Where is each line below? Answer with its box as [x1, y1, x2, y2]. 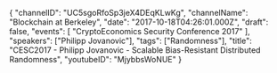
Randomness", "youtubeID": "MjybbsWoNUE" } [9, 55, 183, 64]
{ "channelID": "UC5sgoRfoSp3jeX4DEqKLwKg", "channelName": [9, 8, 248, 18]
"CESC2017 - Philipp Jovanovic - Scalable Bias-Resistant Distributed [9, 45, 261, 55]
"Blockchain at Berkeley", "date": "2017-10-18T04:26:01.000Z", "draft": [9, 17, 269, 27]
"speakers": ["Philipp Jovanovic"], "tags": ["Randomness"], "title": [9, 35, 252, 46]
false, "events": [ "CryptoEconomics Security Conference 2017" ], [9, 26, 251, 36]
